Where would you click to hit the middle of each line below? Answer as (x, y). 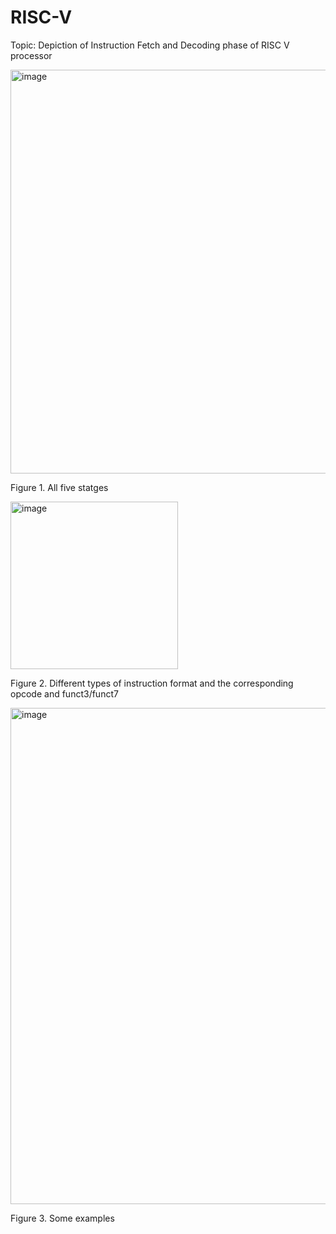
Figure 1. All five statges (59, 487)
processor (31, 55)
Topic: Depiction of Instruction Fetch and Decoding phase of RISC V (150, 45)
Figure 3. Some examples (62, 1218)
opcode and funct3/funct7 (64, 693)
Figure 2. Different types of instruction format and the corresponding (152, 683)
